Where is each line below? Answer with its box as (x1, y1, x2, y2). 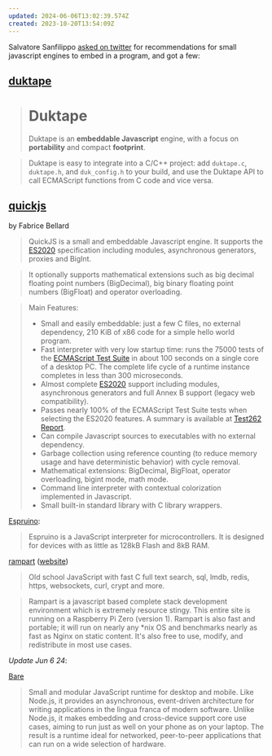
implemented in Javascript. (40, 491, 132, 501)
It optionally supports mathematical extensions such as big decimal (28, 270, 255, 279)
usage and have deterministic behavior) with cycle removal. (40, 457, 241, 467)
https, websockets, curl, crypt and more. (28, 580, 165, 591)
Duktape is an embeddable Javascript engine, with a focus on (28, 134, 239, 143)
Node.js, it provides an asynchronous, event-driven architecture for (28, 696, 255, 705)
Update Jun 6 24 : (8, 655, 68, 665)
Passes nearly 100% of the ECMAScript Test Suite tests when (40, 405, 248, 415)
